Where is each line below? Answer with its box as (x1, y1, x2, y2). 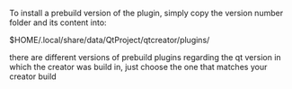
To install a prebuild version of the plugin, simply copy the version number (9, 8, 284, 18)
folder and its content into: (9, 17, 107, 28)
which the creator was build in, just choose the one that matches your (9, 62, 268, 72)
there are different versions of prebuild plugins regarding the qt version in (9, 52, 281, 62)
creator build (9, 71, 57, 82)
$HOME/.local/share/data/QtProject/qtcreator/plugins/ (9, 35, 210, 45)
